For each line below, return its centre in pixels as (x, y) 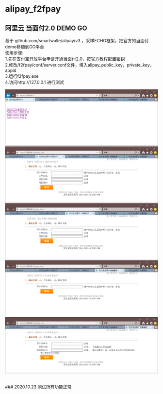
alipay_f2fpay (33, 9)
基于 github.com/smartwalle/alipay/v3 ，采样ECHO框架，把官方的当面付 (77, 41)
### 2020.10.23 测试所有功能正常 (38, 387)
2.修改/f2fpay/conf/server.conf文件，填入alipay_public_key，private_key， (80, 65)
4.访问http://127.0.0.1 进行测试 (34, 82)
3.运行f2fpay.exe (22, 76)
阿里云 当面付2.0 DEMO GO (46, 28)
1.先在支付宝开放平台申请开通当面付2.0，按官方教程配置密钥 (65, 59)
